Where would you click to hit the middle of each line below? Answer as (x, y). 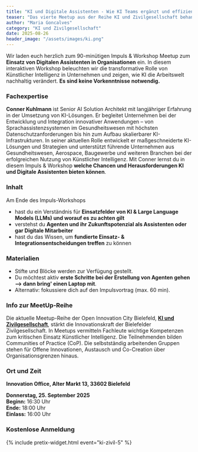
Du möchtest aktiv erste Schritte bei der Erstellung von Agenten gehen (102, 277)
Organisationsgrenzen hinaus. (42, 356)
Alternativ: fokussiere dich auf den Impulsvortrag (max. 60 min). (92, 290)
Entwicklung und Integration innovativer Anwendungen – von (80, 122)
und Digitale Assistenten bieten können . (56, 172)
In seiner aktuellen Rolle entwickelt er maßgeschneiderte (114, 141)
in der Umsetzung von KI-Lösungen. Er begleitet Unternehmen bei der (91, 115)
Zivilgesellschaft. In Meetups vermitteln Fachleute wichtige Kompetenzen (95, 331)
